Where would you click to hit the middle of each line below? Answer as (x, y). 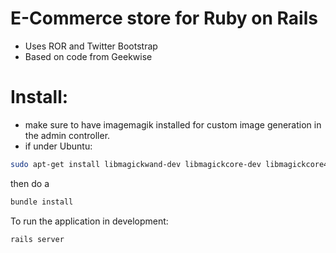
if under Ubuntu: (58, 146)
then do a (30, 183)
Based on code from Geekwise (88, 56)
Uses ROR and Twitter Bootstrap (91, 46)
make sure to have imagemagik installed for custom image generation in (173, 124)
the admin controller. (67, 135)
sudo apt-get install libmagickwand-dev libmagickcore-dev (136, 164)
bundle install (42, 202)
